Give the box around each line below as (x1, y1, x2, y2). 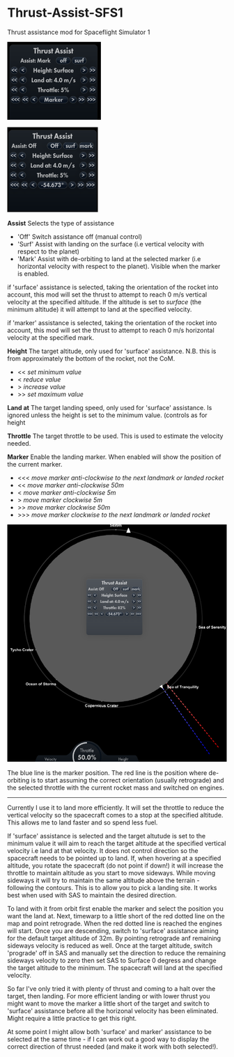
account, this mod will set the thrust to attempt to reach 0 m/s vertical (7, 290, 208, 299)
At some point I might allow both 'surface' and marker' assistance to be (7, 1028, 212, 1036)
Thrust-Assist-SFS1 (7, 5, 123, 21)
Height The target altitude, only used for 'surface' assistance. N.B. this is (7, 347, 217, 355)
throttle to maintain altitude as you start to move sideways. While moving (7, 869, 216, 877)
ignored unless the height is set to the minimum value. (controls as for (7, 411, 208, 419)
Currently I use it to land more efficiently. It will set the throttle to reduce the (7, 804, 224, 812)
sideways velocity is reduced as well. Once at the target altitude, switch (7, 941, 213, 950)
